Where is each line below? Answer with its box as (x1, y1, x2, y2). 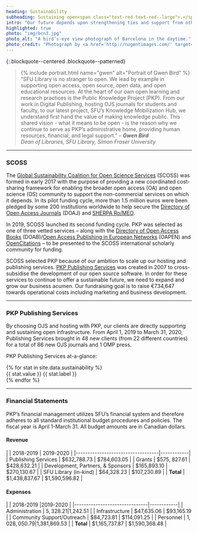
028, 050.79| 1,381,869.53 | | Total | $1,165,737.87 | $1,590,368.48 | (6, 520, 167, 527)
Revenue (6, 436, 28, 443)
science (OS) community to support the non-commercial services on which (6, 191, 189, 198)
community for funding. (6, 246, 64, 253)
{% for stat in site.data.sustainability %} (6, 364, 103, 371)
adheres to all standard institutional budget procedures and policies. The (6, 417, 183, 424)
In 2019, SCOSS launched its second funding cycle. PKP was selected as (6, 221, 183, 228)
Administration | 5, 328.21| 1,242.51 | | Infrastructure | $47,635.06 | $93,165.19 (6, 508, 192, 515)
